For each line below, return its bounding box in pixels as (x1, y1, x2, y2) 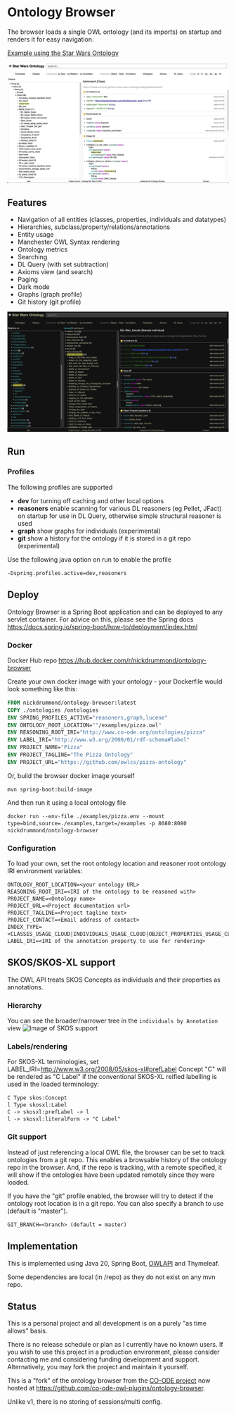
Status (7, 1300, 37, 1312)
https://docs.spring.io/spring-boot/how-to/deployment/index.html (7, 622, 198, 631)
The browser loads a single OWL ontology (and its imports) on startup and (7, 27, 222, 36)
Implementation (7, 1240, 79, 1252)
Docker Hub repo (7, 656, 58, 665)
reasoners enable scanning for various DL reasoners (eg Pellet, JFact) (17, 504, 222, 512)
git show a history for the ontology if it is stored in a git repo (17, 533, 191, 543)
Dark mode (17, 283, 51, 291)
